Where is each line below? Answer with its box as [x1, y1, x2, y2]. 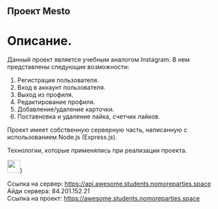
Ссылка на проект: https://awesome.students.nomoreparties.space [7, 195, 200, 203]
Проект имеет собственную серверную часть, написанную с [7, 126, 188, 134]
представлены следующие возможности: [7, 63, 129, 71]
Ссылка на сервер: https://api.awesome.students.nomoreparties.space [7, 180, 211, 188]
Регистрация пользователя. [17, 76, 99, 84]
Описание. [7, 33, 72, 49]
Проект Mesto [7, 5, 71, 17]
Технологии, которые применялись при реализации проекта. [7, 147, 187, 155]
